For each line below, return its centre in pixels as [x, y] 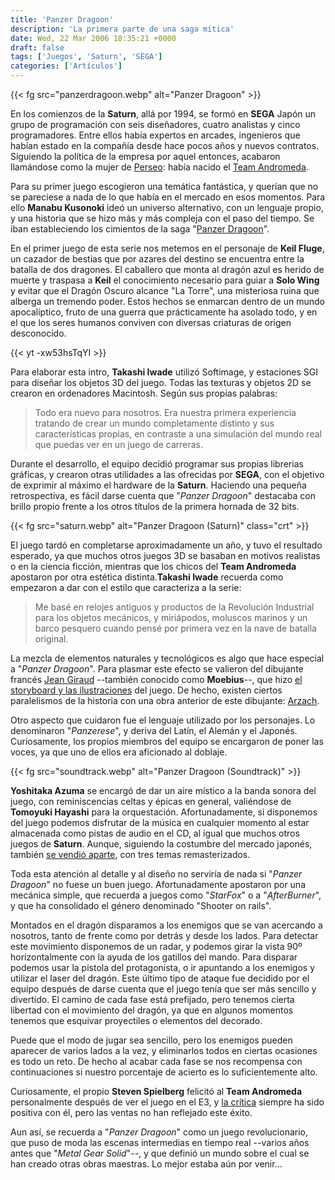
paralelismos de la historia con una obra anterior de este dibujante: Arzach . [165, 700]
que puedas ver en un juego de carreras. [119, 444]
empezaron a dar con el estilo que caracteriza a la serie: [126, 587]
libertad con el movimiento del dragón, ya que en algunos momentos [152, 1010]
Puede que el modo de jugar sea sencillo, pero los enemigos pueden [151, 1040]
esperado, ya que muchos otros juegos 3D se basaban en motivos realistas [165, 555]
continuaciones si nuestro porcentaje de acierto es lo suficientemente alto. [164, 1072]
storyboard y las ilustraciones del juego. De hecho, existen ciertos [146, 690]
